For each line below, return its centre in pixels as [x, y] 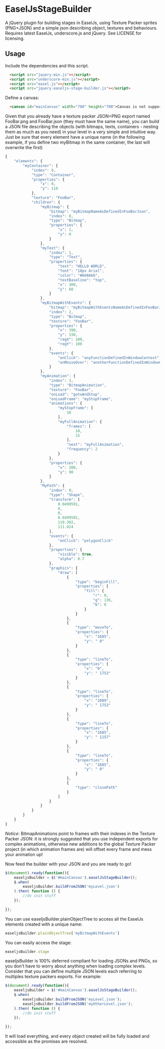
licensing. [15, 38]
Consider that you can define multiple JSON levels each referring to [74, 971]
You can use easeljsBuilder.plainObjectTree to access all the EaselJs [74, 919]
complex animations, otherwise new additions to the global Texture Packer [81, 844]
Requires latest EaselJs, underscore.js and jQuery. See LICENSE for [73, 33]
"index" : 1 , [61, 253]
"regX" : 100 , [71, 340]
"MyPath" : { [52, 486]
